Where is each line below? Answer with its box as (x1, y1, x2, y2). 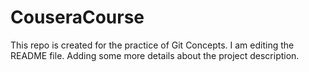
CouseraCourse (10, 6, 145, 29)
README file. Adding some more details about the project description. (10, 49, 300, 61)
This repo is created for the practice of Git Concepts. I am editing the (10, 39, 295, 51)
